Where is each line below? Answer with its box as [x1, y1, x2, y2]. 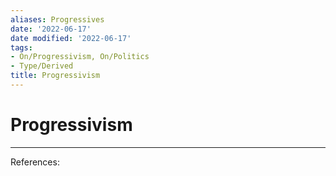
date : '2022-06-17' [10, 24, 92, 34]
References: [10, 156, 60, 168]
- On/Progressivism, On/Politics [10, 52, 150, 62]
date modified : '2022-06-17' [10, 33, 132, 43]
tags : [10, 42, 33, 53]
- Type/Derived [10, 61, 74, 71]
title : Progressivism [10, 71, 101, 81]
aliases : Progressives [10, 14, 105, 25]
